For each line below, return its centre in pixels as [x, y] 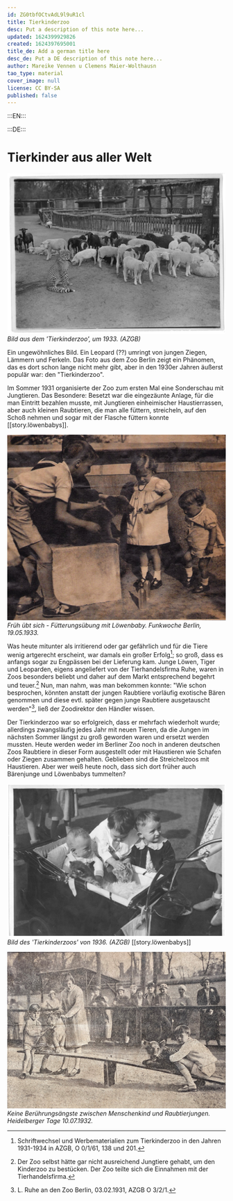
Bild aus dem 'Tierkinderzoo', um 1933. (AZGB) [74, 339]
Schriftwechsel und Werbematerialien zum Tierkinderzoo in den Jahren [119, 1140]
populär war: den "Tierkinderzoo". [56, 374]
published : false [32, 95]
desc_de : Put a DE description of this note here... [85, 59]
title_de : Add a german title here [59, 51]
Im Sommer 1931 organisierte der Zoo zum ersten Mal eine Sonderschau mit [115, 388]
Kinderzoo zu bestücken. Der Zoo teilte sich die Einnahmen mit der [113, 1169]
